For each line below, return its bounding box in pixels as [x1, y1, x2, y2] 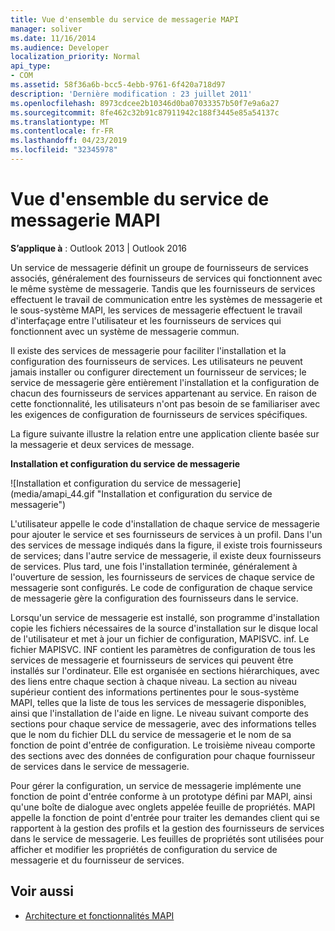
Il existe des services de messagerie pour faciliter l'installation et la [10, 344, 287, 356]
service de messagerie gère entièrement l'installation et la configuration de [10, 376, 320, 388]
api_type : [10, 61, 52, 71]
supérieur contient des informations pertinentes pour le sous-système [10, 686, 300, 698]
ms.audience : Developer [10, 42, 110, 53]
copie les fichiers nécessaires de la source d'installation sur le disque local [10, 622, 318, 634]
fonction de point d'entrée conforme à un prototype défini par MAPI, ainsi [10, 790, 313, 802]
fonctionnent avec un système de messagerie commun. [10, 325, 240, 337]
